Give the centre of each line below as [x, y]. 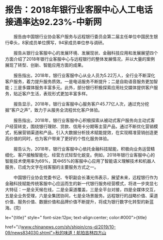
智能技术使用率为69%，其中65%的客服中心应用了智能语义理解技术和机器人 [80, 161]
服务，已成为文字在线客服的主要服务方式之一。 [52, 167]
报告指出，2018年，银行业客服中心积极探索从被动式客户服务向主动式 [82, 120]
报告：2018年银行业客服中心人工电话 [79, 10]
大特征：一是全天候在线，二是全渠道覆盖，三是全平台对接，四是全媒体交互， [81, 189]
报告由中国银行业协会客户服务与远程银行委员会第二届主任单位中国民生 [83, 36]
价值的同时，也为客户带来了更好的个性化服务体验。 [60, 138]
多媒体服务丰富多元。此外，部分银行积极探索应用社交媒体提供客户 [88, 87]
